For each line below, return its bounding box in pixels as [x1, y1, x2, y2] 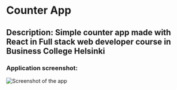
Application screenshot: [6, 64, 78, 72]
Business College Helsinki [6, 46, 105, 56]
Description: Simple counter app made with [6, 27, 172, 38]
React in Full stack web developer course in [6, 36, 172, 46]
